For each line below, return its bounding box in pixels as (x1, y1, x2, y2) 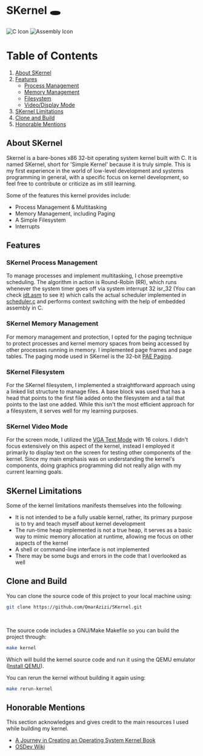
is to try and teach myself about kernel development (15, 520, 145, 528)
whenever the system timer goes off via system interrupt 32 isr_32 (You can (6, 285, 196, 293)
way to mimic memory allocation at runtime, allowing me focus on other (15, 533, 194, 540)
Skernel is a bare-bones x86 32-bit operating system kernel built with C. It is (6, 154, 197, 161)
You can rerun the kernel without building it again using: (6, 674, 145, 681)
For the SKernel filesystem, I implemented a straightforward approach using (6, 381, 195, 388)
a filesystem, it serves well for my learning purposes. (6, 407, 138, 414)
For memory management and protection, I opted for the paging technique (6, 333, 192, 340)
